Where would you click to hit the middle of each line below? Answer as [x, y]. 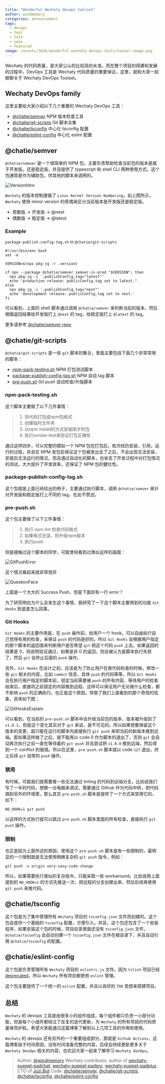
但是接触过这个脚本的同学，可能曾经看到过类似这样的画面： [65, 552]
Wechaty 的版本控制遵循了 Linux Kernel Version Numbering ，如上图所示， [79, 195]
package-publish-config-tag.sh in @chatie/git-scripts [61, 242]
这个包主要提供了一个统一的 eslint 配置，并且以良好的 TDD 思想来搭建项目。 [82, 986]
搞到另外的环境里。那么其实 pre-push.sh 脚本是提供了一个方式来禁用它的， [81, 794]
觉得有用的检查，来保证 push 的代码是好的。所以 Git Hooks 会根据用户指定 [84, 639]
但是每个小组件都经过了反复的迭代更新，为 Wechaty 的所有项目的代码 [83, 1022]
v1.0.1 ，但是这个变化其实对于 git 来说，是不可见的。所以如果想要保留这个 [81, 725]
